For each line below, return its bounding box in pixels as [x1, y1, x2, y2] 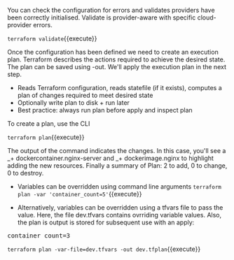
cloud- [197, 13, 217, 22]
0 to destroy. [7, 169, 44, 177]
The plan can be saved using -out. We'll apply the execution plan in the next [7, 63, 226, 71]
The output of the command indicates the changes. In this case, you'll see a [7, 147, 226, 154]
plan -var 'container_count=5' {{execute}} [17, 190, 142, 198]
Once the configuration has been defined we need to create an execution [7, 48, 219, 56]
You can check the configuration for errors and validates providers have [7, 6, 215, 14]
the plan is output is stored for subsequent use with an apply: [17, 218, 195, 226]
